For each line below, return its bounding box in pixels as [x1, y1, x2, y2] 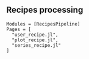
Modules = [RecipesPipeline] [6, 21, 80, 27]
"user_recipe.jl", [12, 32, 59, 38]
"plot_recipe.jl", [12, 36, 59, 43]
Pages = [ [6, 26, 32, 32]
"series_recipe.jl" [12, 42, 62, 48]
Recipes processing [6, 5, 84, 15]
